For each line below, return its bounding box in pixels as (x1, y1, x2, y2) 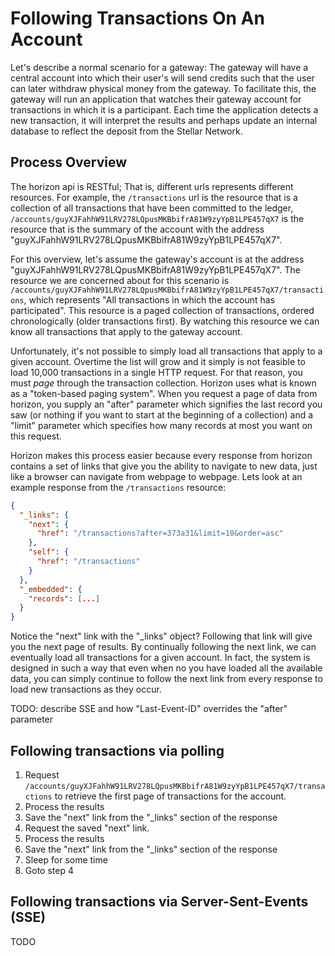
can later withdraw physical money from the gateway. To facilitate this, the (10, 82, 317, 94)
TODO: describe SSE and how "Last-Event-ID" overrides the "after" (10, 703, 288, 715)
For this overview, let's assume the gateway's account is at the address (10, 253, 305, 265)
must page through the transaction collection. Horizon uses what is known (10, 377, 317, 389)
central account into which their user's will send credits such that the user (10, 72, 315, 84)
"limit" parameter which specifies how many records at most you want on (10, 419, 313, 431)
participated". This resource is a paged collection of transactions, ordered (10, 304, 315, 316)
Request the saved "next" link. (24, 822, 150, 834)
